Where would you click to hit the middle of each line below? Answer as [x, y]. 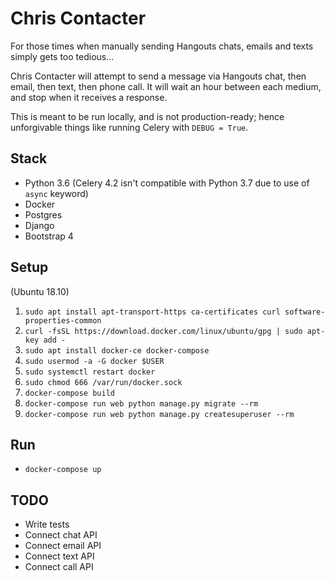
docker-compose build [69, 393]
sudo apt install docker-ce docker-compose [117, 350]
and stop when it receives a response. [89, 97]
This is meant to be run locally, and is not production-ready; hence [147, 116]
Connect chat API [61, 535]
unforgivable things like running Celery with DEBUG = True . [129, 127]
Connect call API [59, 567]
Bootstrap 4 [49, 236]
